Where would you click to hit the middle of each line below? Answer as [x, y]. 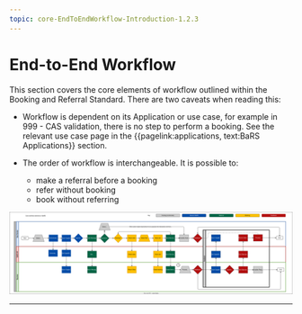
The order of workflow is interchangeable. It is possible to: [130, 163]
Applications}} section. [65, 145]
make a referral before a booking [97, 180]
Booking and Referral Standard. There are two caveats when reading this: [145, 99]
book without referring [77, 199]
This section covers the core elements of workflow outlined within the [138, 89]
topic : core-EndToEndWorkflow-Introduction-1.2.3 [104, 19]
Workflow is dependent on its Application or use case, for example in [150, 116]
